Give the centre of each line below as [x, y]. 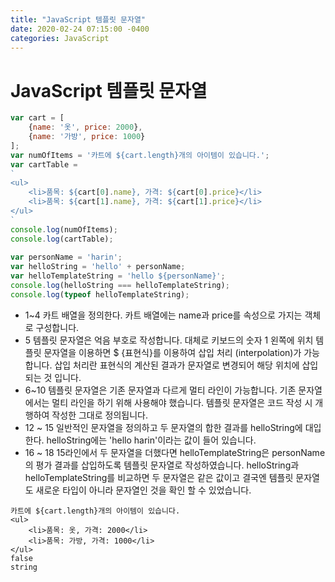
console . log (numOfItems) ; [64, 229]
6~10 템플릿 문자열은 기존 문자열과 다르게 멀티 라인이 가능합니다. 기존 [160, 390]
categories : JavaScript [60, 38]
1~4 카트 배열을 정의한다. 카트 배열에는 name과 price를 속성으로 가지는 [163, 315]
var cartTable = [44, 164]
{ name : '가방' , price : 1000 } [87, 137]
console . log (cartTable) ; [62, 239]
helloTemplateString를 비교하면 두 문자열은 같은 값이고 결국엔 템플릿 [159, 477]
